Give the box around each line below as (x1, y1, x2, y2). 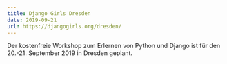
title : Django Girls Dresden (7, 10, 91, 17)
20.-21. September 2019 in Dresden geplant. (7, 49, 133, 57)
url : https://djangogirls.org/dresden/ (7, 23, 122, 30)
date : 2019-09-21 (7, 17, 57, 23)
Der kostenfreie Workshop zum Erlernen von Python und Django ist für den (7, 42, 221, 50)
